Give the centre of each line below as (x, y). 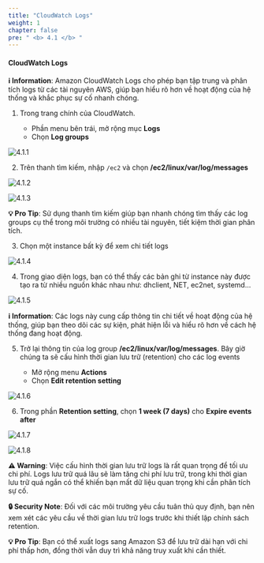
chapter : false (33, 30)
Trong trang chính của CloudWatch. (77, 113)
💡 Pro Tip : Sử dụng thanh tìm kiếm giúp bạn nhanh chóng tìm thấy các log (128, 213)
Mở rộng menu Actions (69, 373)
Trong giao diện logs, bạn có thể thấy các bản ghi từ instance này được (135, 276)
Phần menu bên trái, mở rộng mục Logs (96, 129)
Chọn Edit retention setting (76, 381)
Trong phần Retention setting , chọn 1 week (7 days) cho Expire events (136, 411)
